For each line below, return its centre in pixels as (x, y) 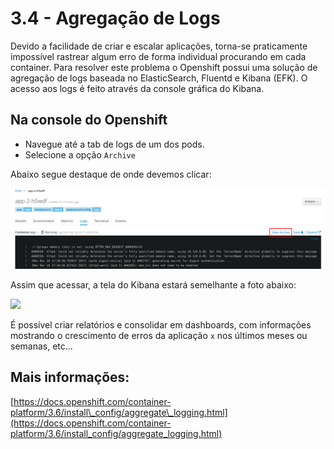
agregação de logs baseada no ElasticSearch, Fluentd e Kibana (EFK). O (159, 78)
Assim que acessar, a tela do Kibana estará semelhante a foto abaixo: (153, 284)
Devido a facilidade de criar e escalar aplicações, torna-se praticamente (159, 46)
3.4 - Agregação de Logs (115, 18)
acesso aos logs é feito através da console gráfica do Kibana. (137, 88)
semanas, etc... (41, 346)
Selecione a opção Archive (80, 154)
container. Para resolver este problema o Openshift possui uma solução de (164, 67)
